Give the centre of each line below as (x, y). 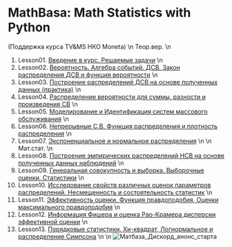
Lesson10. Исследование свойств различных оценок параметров (114, 185)
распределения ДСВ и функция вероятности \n (88, 75)
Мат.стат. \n (35, 148)
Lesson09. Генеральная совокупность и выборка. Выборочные (111, 170)
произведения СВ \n (48, 104)
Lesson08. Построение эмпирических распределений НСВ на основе (121, 155)
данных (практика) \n (49, 89)
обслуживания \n (43, 118)
